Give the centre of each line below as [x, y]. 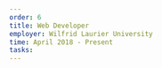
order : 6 [25, 17]
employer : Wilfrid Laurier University [81, 34]
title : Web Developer [49, 26]
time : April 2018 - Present [61, 42]
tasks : [21, 50]
